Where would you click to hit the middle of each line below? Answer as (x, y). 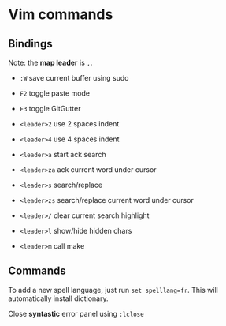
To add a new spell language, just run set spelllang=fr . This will (113, 290)
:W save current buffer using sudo (74, 78)
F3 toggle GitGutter (50, 109)
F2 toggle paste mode (55, 93)
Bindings (30, 44)
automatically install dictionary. (58, 298)
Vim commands (61, 15)
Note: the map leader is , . (50, 62)
